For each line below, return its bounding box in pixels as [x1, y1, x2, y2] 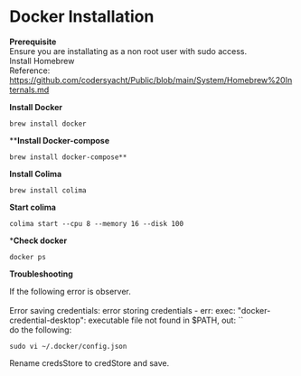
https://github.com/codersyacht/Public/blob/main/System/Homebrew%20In [9, 74, 293, 85]
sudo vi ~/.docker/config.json [9, 342, 127, 351]
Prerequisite [9, 36, 57, 47]
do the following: [9, 324, 72, 335]
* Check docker [9, 235, 68, 246]
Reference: [9, 65, 51, 76]
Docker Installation [9, 6, 155, 27]
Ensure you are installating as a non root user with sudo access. [9, 45, 247, 56]
